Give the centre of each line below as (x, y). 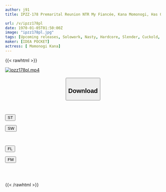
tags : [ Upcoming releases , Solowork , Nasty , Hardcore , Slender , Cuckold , (83, 37)
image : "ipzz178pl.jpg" (30, 33)
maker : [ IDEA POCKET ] (27, 42)
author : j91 (17, 10)
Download (83, 91)
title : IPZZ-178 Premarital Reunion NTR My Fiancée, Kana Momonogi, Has (82, 14)
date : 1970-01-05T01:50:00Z (34, 28)
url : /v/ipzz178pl (24, 23)
